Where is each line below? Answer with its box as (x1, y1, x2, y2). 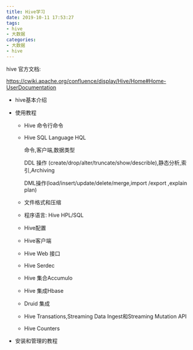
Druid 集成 (24, 299, 50, 307)
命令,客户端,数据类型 (24, 146, 75, 154)
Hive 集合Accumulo (24, 274, 73, 281)
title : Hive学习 (6, 8, 45, 15)
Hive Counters (24, 325, 60, 332)
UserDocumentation (6, 84, 57, 91)
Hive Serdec (24, 261, 55, 269)
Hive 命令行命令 (24, 122, 64, 129)
